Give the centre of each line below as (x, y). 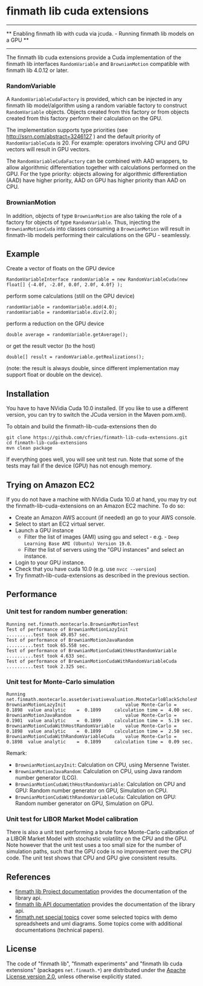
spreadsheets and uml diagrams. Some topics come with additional (98, 924)
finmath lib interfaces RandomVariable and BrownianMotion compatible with (98, 64)
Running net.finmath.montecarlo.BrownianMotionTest (72, 624)
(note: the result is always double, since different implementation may (93, 368)
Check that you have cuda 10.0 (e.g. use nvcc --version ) (86, 569)
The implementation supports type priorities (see (67, 130)
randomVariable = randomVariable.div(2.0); (62, 313)
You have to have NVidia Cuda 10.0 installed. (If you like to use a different (97, 408)
